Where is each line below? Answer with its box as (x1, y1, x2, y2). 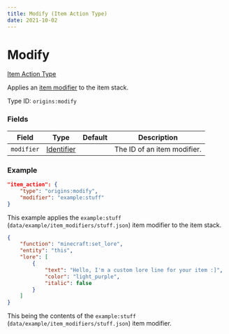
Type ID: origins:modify (7, 97, 77, 106)
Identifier (46, 144, 76, 154)
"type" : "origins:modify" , (20, 187, 98, 194)
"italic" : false (44, 279, 92, 286)
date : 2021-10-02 (7, 17, 58, 24)
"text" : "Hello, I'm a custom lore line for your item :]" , (44, 266, 223, 273)
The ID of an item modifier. (114, 144, 202, 154)
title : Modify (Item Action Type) (7, 10, 108, 17)
